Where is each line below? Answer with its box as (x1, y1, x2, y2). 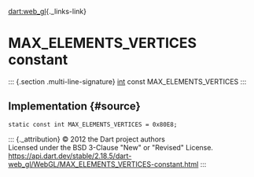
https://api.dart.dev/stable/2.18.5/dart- (8, 151, 132, 160)
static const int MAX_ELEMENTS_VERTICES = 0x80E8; (8, 120, 178, 128)
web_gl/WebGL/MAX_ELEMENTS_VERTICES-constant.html (8, 159, 199, 168)
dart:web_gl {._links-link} (8, 7, 87, 16)
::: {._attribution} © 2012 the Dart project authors (8, 134, 165, 144)
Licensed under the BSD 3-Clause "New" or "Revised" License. (8, 142, 214, 152)
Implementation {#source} (8, 100, 142, 113)
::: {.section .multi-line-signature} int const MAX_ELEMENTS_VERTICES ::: (8, 76, 247, 86)
